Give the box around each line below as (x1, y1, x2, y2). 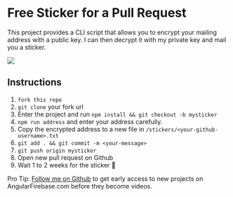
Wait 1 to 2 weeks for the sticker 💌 (17, 161, 116, 169)
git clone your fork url (17, 102, 84, 111)
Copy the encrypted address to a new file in (17, 125, 145, 133)
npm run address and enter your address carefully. (17, 117, 163, 125)
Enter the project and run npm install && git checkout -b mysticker (17, 110, 218, 118)
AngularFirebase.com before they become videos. (7, 182, 153, 190)
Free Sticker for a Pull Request (7, 5, 187, 21)
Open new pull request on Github (17, 153, 114, 162)
